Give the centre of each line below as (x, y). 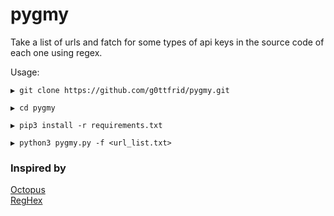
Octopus (28, 190)
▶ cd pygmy (33, 108)
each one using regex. (56, 52)
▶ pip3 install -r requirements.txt (86, 125)
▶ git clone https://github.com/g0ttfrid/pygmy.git (120, 90)
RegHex (26, 200)
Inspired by (38, 168)
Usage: (25, 72)
